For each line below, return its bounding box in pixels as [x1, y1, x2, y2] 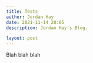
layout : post [6, 36, 38, 41]
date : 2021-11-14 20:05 [6, 19, 65, 25]
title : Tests [6, 8, 38, 15]
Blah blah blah [6, 51, 41, 58]
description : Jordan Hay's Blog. [6, 24, 88, 31]
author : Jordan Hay [6, 14, 54, 20]
